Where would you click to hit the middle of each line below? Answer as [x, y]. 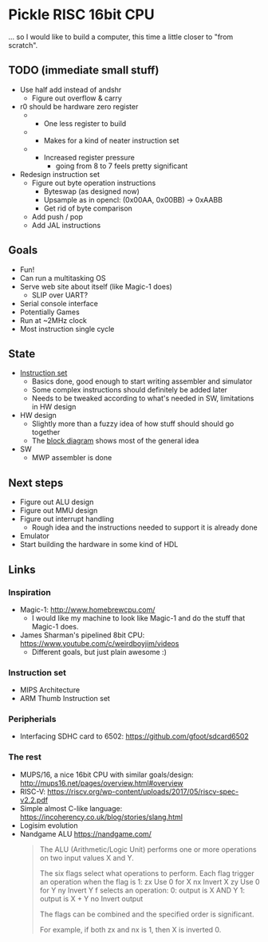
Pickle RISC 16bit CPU [82, 15]
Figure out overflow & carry [77, 98]
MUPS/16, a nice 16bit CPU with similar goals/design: [106, 774]
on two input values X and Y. [87, 857]
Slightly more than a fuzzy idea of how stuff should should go [133, 424]
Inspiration [30, 592]
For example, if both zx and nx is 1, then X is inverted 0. [130, 929]
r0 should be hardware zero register [79, 106]
